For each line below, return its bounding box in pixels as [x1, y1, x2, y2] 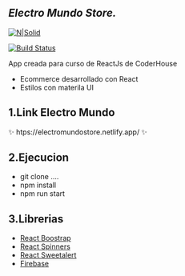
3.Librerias [8, 212, 64, 226]
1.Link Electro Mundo [8, 106, 115, 119]
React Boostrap [19, 234, 71, 243]
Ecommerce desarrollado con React [19, 74, 139, 83]
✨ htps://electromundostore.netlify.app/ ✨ [8, 127, 148, 137]
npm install [19, 180, 57, 190]
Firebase [19, 259, 50, 269]
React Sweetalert [19, 250, 77, 260]
